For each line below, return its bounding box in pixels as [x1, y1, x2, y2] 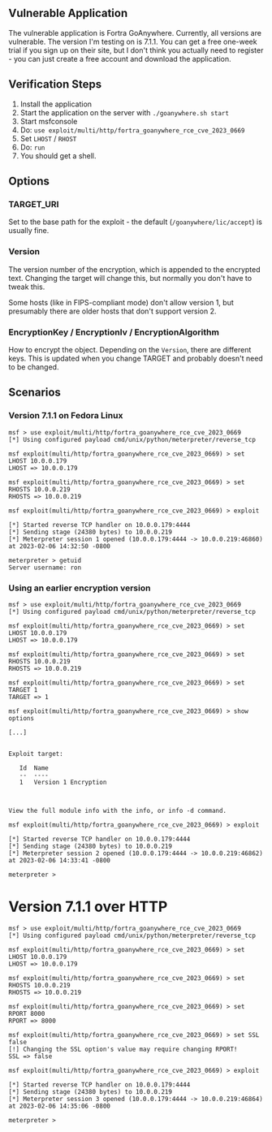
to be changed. [8, 361, 59, 372]
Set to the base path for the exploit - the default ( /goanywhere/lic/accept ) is [8, 217, 262, 227]
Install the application [19, 99, 92, 109]
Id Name [19, 763, 49, 772]
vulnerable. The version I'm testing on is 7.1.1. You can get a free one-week [8, 37, 257, 46]
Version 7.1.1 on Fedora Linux [8, 410, 123, 421]
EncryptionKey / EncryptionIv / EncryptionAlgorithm [8, 326, 219, 338]
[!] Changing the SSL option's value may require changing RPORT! [8, 1045, 238, 1053]
